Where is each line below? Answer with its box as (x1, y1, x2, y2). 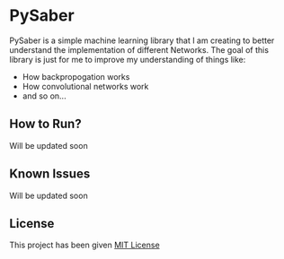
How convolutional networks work (22, 81, 149, 91)
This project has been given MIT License (9, 239, 160, 251)
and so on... (22, 91, 67, 101)
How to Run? (9, 117, 83, 132)
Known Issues (9, 167, 91, 182)
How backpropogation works (22, 71, 130, 82)
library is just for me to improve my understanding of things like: (9, 54, 246, 65)
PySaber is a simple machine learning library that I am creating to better (9, 35, 275, 46)
